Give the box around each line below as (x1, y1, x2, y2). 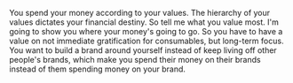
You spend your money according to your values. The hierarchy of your (9, 8, 271, 18)
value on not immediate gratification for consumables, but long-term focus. (9, 35, 284, 46)
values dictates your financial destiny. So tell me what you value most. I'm (9, 17, 280, 27)
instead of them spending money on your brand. (9, 64, 186, 74)
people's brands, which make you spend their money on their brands (9, 55, 261, 64)
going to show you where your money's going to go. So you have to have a (9, 26, 283, 36)
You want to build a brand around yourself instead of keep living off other (9, 45, 277, 56)
